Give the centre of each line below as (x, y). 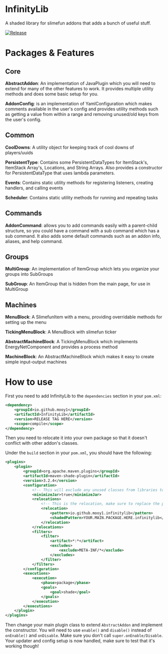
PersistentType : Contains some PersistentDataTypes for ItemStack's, (77, 162)
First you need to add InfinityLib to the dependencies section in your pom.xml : (83, 396)
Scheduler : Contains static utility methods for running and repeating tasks (82, 197)
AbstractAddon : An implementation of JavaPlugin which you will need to (80, 83)
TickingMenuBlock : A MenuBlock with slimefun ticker (61, 332)
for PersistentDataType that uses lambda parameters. (60, 173)
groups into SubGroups (29, 274)
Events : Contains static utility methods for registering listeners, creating (79, 182)
